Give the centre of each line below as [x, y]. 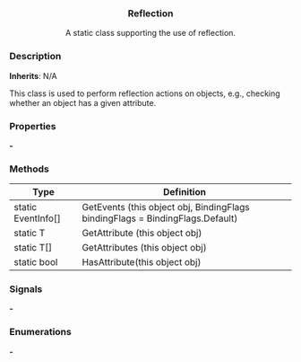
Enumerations [40, 332]
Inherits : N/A [34, 75]
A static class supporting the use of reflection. [150, 33]
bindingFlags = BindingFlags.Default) [160, 218]
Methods [29, 169]
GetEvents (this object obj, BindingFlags [166, 207]
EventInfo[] [37, 218]
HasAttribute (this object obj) [142, 262]
